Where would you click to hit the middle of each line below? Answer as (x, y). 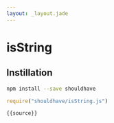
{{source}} (22, 113)
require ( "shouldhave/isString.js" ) (57, 101)
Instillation (30, 73)
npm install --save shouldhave (51, 89)
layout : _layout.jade (37, 13)
